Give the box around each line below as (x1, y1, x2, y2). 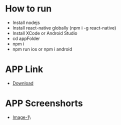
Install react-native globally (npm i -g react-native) (12, 24, 116, 30)
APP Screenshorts (5, 98, 83, 109)
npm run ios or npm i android (12, 46, 72, 52)
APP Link (5, 63, 43, 75)
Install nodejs (12, 19, 40, 25)
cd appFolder (12, 35, 40, 41)
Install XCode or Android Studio (12, 30, 77, 36)
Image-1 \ (12, 114, 31, 120)
